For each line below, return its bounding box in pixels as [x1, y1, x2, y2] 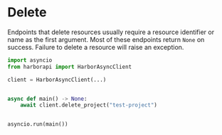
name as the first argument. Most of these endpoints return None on [7, 35, 205, 43]
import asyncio [7, 56, 53, 64]
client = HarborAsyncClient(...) [7, 76, 107, 83]
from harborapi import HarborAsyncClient [7, 63, 132, 70]
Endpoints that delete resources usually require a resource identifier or [7, 28, 215, 36]
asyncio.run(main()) [7, 121, 69, 128]
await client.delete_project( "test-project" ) [20, 102, 158, 109]
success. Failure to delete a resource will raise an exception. [7, 43, 184, 51]
